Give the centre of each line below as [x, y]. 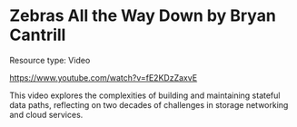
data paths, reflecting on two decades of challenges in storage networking [149, 104]
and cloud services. [46, 114]
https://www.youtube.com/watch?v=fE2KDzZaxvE [104, 77]
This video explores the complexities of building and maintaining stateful [145, 95]
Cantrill [38, 35]
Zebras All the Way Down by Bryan [143, 16]
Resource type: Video [50, 60]
